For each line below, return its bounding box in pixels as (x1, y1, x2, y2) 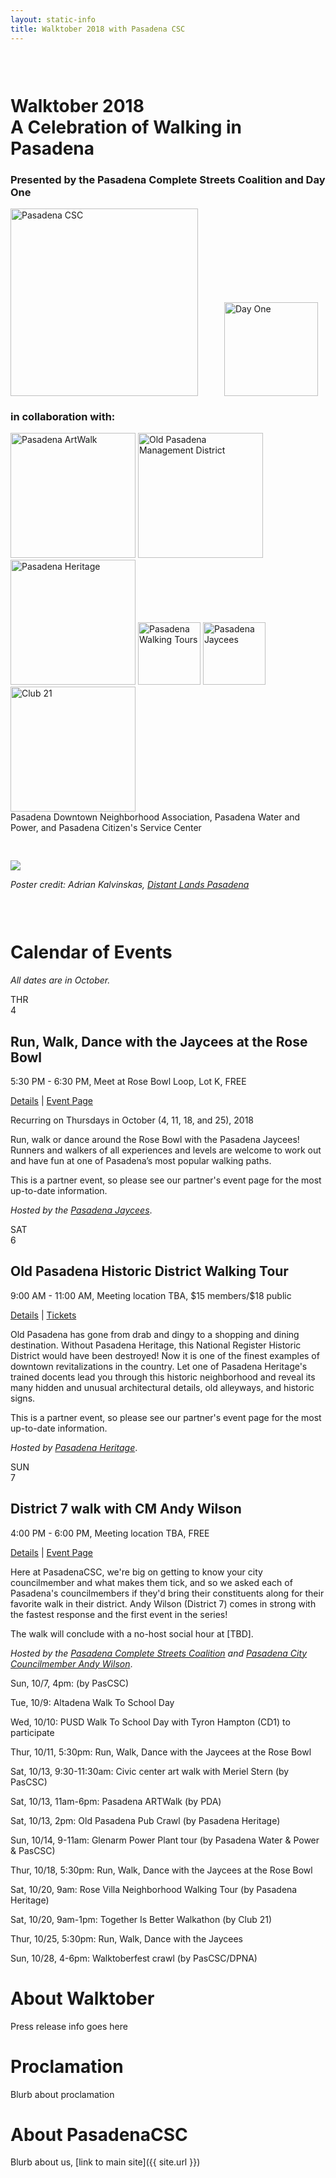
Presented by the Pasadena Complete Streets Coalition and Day (10, 172, 326, 186)
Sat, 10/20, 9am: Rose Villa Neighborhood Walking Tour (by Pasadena (10, 1883, 298, 1895)
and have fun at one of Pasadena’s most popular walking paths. (10, 1155, 272, 1167)
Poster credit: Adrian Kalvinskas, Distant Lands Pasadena (10, 879, 250, 891)
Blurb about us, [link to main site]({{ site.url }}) (10, 2156, 201, 2168)
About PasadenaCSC (10, 2123, 188, 2146)
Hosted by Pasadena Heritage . (10, 1441, 138, 1453)
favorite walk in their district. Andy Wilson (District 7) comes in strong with (10, 1597, 317, 1610)
